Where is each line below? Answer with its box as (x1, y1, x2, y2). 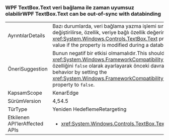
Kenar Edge (52, 90, 79, 97)
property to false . (52, 81, 95, 88)
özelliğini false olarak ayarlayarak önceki (52, 62, 150, 69)
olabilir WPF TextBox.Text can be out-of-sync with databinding (5, 10, 161, 17)
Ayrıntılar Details (8, 32, 45, 39)
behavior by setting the (52, 68, 107, 76)
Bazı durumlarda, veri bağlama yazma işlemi (52, 23, 157, 30)
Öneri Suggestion (8, 65, 48, 73)
